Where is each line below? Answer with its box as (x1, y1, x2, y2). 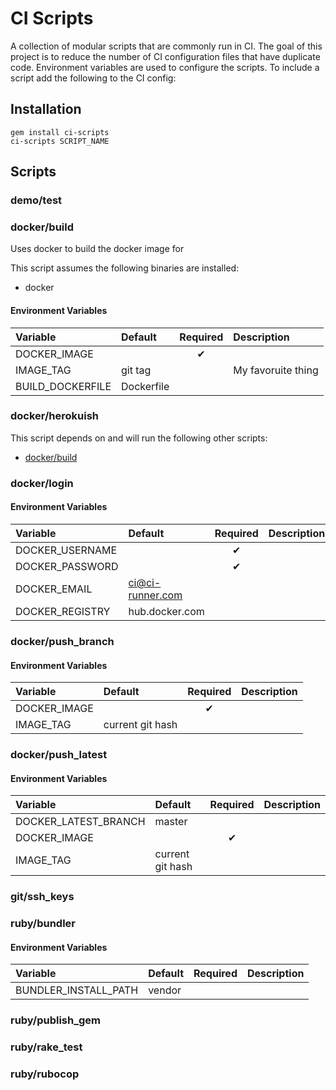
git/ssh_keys (10, 890, 75, 904)
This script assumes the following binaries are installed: (10, 262, 240, 274)
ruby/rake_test (10, 1040, 83, 1054)
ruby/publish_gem (10, 1013, 101, 1027)
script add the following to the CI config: (10, 72, 177, 84)
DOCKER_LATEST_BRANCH (15, 815, 146, 829)
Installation (10, 101, 82, 118)
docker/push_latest (10, 748, 108, 762)
